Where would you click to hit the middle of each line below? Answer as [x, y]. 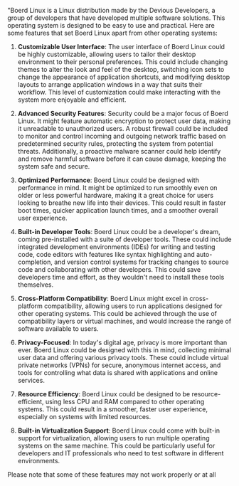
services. [31, 380]
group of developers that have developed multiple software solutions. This [116, 18]
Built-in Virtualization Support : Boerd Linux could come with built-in [119, 430]
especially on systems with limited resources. [84, 417]
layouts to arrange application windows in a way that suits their [110, 84]
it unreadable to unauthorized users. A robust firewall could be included [123, 128]
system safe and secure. [54, 166]
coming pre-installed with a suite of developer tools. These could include [124, 239]
